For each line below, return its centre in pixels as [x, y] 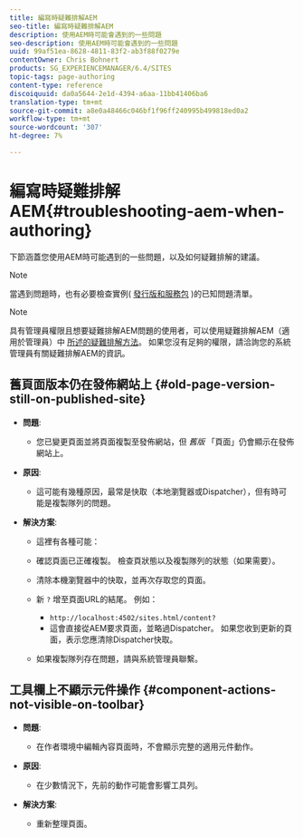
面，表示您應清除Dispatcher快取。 [114, 639]
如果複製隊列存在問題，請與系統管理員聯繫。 [119, 658]
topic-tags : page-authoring [62, 77]
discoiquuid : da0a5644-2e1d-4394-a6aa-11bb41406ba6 [109, 93]
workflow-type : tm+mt [50, 119]
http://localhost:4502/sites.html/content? [133, 618]
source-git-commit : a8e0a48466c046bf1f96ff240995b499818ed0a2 [129, 111]
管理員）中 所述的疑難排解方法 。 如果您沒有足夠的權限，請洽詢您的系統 [158, 342]
